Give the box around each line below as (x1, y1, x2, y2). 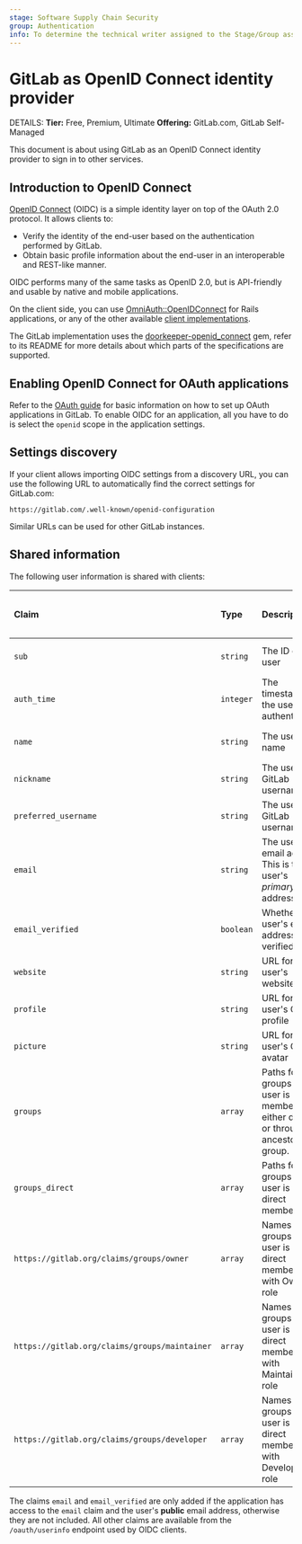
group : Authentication (9, 22, 94, 31)
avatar (262, 1051, 289, 1063)
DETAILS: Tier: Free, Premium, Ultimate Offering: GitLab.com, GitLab (9, 118, 265, 129)
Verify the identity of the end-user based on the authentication (22, 231, 254, 242)
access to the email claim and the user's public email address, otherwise (9, 1504, 280, 1515)
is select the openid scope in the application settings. (9, 419, 205, 430)
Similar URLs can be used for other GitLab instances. (9, 520, 205, 531)
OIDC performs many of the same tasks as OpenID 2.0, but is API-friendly (9, 277, 282, 288)
